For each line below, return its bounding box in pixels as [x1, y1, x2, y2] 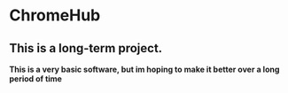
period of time [9, 74, 62, 84]
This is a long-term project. [9, 41, 163, 56]
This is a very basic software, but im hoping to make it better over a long [9, 64, 280, 74]
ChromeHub [9, 5, 101, 26]
